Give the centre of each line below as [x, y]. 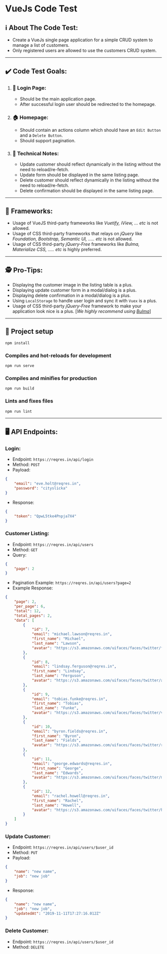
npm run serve [20, 366]
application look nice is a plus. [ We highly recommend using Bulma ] [82, 311]
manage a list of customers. [41, 45]
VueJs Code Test [41, 9]
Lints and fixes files [29, 401]
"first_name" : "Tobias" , [57, 704]
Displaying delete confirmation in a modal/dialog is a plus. [71, 295]
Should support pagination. [47, 140]
